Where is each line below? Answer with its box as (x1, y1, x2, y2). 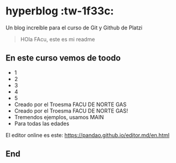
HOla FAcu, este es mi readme (20, 35, 95, 43)
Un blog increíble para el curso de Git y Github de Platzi (5, 24, 143, 31)
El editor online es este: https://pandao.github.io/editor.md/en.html (5, 131, 170, 138)
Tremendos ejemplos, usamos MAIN (14, 113, 104, 120)
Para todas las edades (14, 120, 69, 127)
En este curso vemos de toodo (5, 53, 121, 64)
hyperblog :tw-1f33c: (5, 4, 114, 18)
